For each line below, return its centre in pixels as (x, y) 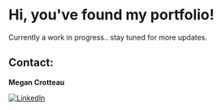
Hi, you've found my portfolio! (111, 15)
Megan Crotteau (37, 82)
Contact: (31, 63)
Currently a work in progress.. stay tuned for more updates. (108, 37)
